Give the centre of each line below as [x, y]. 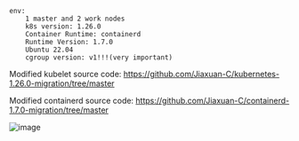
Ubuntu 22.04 [49, 50]
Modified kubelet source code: [65, 74]
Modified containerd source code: [72, 101]
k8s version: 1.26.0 [63, 27]
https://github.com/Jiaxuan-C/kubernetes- [202, 74]
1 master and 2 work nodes [75, 19]
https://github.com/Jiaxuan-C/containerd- [213, 101]
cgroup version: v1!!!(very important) [99, 58]
